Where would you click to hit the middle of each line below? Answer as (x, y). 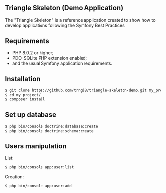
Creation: (15, 177)
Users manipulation (36, 146)
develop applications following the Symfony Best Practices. (65, 25)
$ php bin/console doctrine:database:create (52, 126)
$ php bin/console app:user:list (40, 167)
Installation (23, 79)
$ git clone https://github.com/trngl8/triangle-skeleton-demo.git (76, 90)
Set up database (31, 115)
